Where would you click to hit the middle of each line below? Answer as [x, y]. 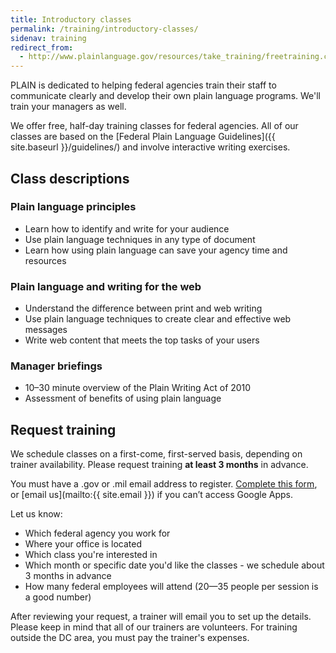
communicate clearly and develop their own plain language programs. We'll [166, 96]
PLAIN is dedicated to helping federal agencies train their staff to [143, 85]
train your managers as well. [68, 107]
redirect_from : [42, 47]
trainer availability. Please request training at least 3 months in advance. [159, 465]
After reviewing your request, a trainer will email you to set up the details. [161, 617]
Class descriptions [70, 178]
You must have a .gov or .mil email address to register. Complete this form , [164, 484]
